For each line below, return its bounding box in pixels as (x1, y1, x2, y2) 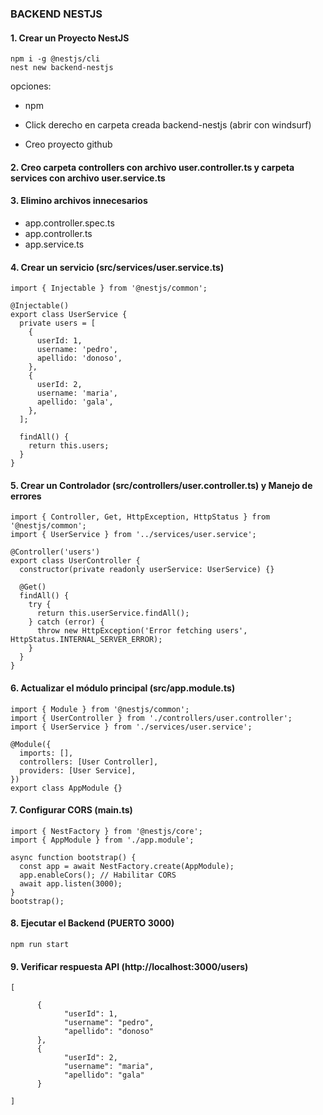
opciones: (10, 80, 52, 92)
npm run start (10, 939, 70, 949)
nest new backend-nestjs (10, 63, 114, 73)
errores (10, 490, 42, 502)
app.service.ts (24, 238, 85, 250)
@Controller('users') (10, 547, 101, 557)
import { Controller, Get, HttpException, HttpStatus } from (10, 512, 271, 522)
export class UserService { (10, 310, 128, 320)
